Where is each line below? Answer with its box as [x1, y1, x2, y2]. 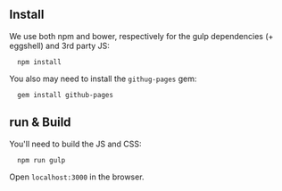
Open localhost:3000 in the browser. [9, 171, 145, 182]
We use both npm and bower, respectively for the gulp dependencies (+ [9, 30, 274, 41]
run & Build [9, 115, 71, 130]
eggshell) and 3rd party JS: [9, 40, 110, 51]
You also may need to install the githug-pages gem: [9, 73, 197, 84]
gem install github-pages [17, 90, 114, 99]
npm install [17, 57, 62, 66]
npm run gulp [17, 155, 66, 164]
